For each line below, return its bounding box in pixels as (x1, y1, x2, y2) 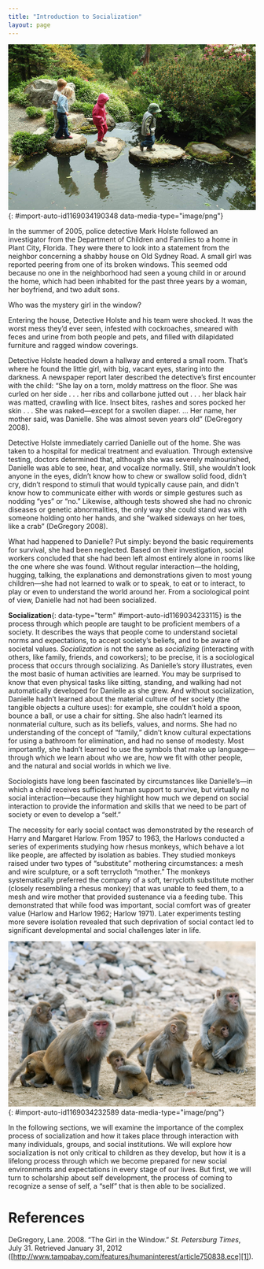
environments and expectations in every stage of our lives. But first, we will (8, 1164, 251, 1174)
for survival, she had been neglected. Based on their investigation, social (8, 545, 244, 554)
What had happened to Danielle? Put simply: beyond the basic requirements (8, 536, 254, 546)
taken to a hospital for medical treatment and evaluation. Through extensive (8, 446, 253, 456)
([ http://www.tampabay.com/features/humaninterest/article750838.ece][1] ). (8, 1252, 254, 1261)
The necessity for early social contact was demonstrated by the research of (8, 825, 254, 834)
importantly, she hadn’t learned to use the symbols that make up (8, 744, 217, 753)
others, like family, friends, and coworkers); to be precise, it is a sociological (8, 652, 255, 661)
